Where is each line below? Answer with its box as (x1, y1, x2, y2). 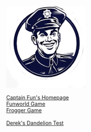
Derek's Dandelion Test (6, 119, 64, 127)
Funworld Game (6, 100, 46, 107)
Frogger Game (6, 107, 42, 113)
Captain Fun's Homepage (6, 94, 69, 101)
